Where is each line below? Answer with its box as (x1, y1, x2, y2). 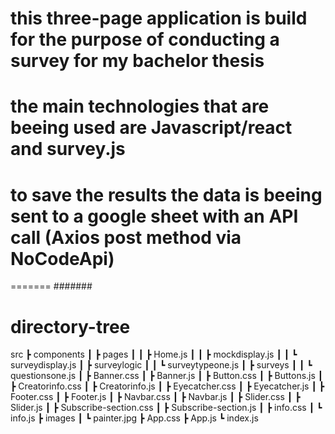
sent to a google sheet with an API (10, 205, 299, 227)
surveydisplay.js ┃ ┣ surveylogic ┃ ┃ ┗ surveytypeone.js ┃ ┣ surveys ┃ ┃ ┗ (10, 359, 313, 371)
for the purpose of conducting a (10, 28, 280, 51)
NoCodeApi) (10, 247, 115, 270)
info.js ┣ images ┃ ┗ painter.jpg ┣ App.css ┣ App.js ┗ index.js (10, 412, 259, 424)
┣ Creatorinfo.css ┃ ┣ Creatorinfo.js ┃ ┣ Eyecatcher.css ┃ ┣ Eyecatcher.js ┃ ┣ (10, 380, 325, 392)
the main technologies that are (10, 95, 270, 118)
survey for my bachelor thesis (10, 50, 265, 72)
